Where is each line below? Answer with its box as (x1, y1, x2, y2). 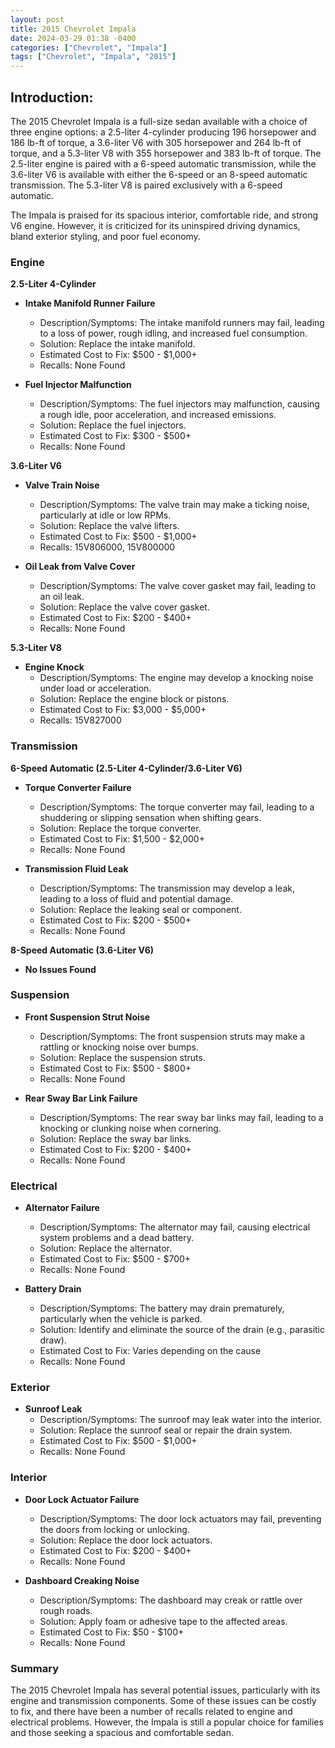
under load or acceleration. (39, 682, 152, 695)
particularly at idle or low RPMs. (39, 509, 172, 521)
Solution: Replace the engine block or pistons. (39, 693, 230, 705)
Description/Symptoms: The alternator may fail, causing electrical (39, 1221, 311, 1233)
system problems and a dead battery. (39, 1232, 194, 1244)
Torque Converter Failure (24, 781, 132, 793)
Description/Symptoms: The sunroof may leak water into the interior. (39, 1414, 323, 1426)
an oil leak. (39, 591, 85, 603)
